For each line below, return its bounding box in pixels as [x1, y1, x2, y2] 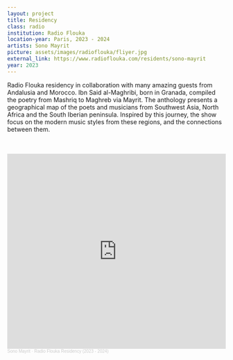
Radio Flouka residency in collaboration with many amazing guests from [7, 80, 213, 89]
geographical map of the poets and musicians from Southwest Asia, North [7, 103, 219, 111]
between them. [7, 125, 51, 133]
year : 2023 [7, 62, 39, 69]
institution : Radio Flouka [7, 29, 85, 37]
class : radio [7, 23, 45, 30]
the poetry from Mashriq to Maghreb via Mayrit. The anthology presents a [7, 95, 218, 104]
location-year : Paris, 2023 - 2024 [7, 36, 110, 43]
